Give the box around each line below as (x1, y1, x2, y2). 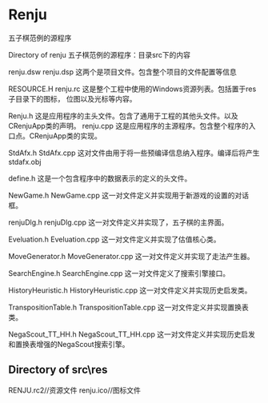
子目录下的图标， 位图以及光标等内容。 (8, 94, 137, 103)
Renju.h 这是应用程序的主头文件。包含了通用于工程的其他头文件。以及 (8, 110, 238, 121)
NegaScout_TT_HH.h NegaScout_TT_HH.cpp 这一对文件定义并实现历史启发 (8, 329, 256, 339)
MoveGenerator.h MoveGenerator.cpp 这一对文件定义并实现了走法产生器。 (8, 251, 254, 261)
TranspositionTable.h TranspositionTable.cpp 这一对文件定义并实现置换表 (8, 302, 250, 312)
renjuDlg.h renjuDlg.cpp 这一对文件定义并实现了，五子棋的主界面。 (8, 217, 229, 227)
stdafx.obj (8, 157, 42, 166)
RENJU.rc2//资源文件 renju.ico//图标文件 (8, 385, 142, 395)
